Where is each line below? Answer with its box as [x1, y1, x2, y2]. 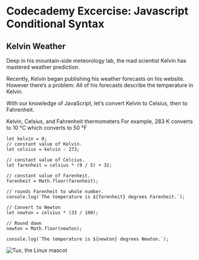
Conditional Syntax [6, 17, 105, 31]
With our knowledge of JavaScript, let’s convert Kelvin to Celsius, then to [6, 100, 188, 107]
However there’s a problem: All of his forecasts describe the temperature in [6, 81, 194, 89]
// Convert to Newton [6, 205, 61, 211]
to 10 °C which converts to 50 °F [6, 124, 87, 131]
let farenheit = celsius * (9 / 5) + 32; [6, 162, 113, 168]
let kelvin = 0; [6, 136, 47, 142]
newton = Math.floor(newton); [6, 226, 83, 232]
